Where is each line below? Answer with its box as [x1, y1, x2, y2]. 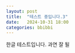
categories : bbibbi [6, 24, 53, 31]
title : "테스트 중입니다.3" [6, 14, 68, 20]
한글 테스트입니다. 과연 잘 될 [6, 41, 70, 48]
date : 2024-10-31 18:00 [6, 19, 69, 25]
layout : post [6, 8, 38, 14]
